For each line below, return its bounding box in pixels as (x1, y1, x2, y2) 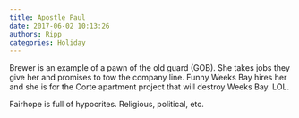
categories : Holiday (9, 38, 87, 47)
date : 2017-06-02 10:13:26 (9, 21, 110, 30)
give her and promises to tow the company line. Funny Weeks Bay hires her (9, 72, 287, 83)
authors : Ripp (9, 29, 63, 38)
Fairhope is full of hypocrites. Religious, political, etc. (9, 99, 204, 110)
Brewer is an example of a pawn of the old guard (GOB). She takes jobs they (9, 63, 291, 73)
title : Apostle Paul (9, 13, 87, 22)
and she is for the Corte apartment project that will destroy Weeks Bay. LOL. (9, 81, 290, 92)
